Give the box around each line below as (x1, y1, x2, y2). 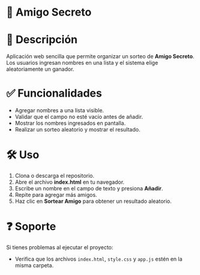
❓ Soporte (6, 220, 56, 234)
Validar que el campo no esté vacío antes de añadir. (14, 113, 143, 121)
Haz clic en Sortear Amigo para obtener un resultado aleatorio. (14, 198, 172, 205)
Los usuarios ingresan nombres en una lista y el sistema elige (6, 59, 159, 67)
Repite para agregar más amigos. (14, 192, 97, 198)
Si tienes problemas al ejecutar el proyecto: (6, 243, 114, 251)
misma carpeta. (14, 261, 54, 269)
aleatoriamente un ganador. (6, 65, 74, 73)
